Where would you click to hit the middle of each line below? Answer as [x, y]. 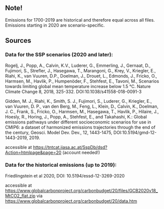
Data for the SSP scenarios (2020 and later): [59, 55]
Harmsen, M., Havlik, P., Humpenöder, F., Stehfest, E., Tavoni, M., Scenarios [82, 81]
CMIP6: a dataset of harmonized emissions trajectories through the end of [80, 127]
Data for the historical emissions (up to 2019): [61, 165]
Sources [18, 41]
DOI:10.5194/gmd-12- [135, 132]
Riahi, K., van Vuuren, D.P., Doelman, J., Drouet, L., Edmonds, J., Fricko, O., [81, 76]
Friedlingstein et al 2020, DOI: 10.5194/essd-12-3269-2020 [65, 176]
